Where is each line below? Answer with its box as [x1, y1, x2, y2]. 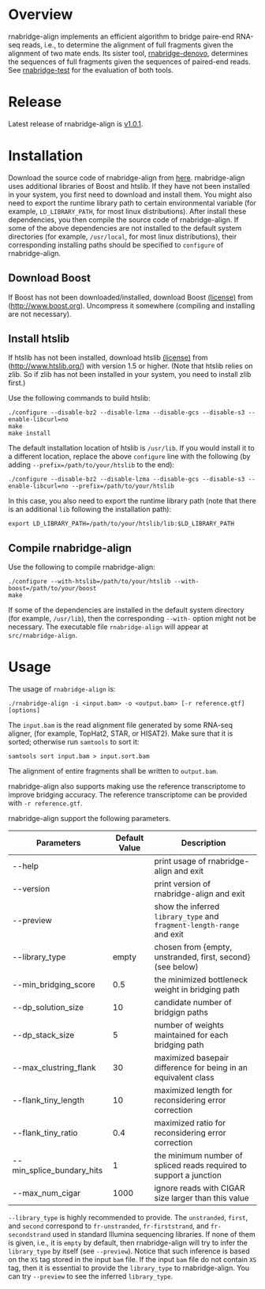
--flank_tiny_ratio [12, 1128, 78, 1139]
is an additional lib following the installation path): [8, 504, 172, 514]
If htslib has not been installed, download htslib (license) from [8, 353, 208, 363]
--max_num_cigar [12, 1188, 81, 1199]
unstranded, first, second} [154, 952, 251, 963]
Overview [8, 6, 73, 24]
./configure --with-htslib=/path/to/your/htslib [8, 578, 171, 586]
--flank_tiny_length [12, 1095, 85, 1106]
